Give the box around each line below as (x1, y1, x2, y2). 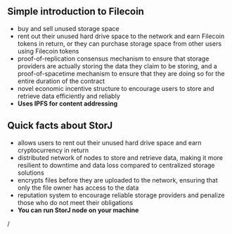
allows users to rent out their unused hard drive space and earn (17, 138, 202, 147)
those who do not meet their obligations (17, 198, 134, 207)
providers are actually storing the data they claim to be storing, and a (17, 61, 218, 70)
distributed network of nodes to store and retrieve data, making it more (17, 153, 224, 161)
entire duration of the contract (17, 77, 105, 85)
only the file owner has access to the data (17, 183, 139, 192)
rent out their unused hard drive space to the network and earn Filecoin (17, 32, 225, 40)
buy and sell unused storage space (17, 24, 120, 32)
